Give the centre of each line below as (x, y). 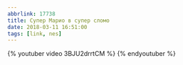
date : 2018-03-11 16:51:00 (47, 27)
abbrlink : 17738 (31, 14)
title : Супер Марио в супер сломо (59, 20)
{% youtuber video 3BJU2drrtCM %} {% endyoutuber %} (91, 54)
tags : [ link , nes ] (35, 34)
